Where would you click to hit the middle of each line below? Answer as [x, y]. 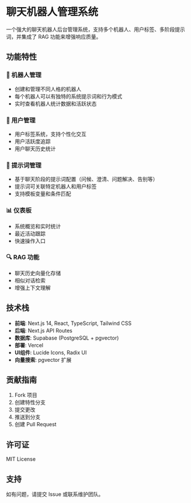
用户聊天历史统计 [35, 148]
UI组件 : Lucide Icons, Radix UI [51, 353]
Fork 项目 [26, 395]
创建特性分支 [30, 402]
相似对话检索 [30, 280]
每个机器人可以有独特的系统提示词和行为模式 [68, 96]
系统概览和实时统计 [38, 226]
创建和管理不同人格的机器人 [48, 89]
